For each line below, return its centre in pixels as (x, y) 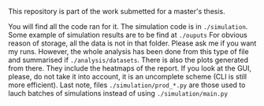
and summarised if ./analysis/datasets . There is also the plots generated (128, 60)
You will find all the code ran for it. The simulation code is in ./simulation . (128, 26)
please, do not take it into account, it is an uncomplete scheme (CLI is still (127, 77)
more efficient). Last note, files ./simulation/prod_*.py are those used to (127, 85)
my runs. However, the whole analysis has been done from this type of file (129, 51)
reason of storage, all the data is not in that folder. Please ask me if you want (132, 43)
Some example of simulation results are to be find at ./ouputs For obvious (128, 35)
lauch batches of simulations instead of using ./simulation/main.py (118, 93)
